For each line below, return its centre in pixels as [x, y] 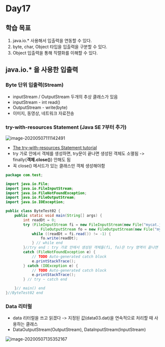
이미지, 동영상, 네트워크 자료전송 [43, 113]
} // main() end [30, 288]
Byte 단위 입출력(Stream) [35, 85]
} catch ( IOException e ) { [51, 266]
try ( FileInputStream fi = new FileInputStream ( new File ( [83, 225]
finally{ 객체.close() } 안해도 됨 [42, 160]
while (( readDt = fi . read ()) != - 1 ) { [71, 234]
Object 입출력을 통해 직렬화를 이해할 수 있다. [55, 53]
